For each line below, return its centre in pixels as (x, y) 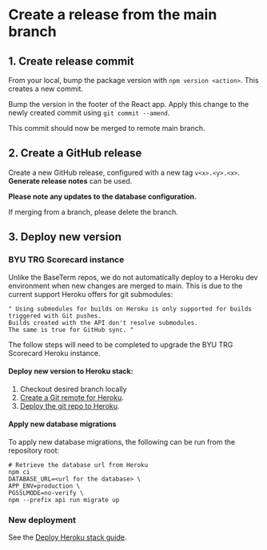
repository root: (34, 450)
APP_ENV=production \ (44, 486)
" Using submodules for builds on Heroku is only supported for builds (130, 309)
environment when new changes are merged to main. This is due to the (126, 286)
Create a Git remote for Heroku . (72, 398)
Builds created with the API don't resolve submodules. (103, 322)
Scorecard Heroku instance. (55, 353)
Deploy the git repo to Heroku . (70, 406)
